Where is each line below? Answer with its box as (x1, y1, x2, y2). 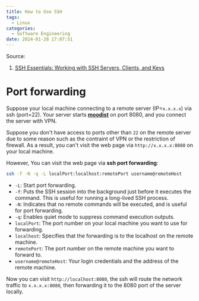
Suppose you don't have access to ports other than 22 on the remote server (6, 128, 191, 136)
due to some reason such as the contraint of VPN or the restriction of (6, 135, 175, 142)
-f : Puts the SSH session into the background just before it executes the (14, 188, 192, 195)
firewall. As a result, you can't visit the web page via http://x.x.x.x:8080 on (6, 141, 193, 149)
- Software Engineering (11, 31, 70, 37)
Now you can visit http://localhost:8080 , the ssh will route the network (6, 275, 183, 283)
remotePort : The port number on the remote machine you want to (14, 244, 174, 252)
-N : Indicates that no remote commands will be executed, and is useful (14, 200, 187, 208)
